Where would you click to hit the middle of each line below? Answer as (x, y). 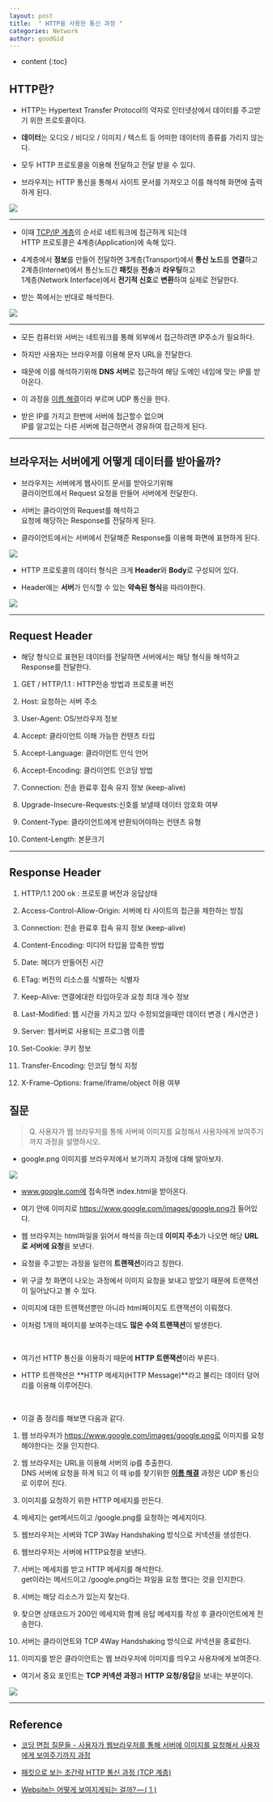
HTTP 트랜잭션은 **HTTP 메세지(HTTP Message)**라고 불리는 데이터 (133, 1376)
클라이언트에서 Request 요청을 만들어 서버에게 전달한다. (109, 493)
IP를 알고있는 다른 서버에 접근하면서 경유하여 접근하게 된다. (114, 426)
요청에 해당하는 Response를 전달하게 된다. (88, 520)
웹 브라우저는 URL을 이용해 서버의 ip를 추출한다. (97, 1463)
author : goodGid (36, 39)
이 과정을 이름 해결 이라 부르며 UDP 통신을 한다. (95, 399)
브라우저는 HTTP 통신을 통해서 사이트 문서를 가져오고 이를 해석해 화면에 (134, 182)
